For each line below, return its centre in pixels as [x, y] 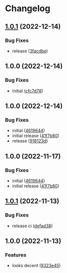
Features [16, 255]
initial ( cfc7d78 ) [28, 91]
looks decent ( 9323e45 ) [36, 266]
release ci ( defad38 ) [32, 226]
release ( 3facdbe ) [30, 51]
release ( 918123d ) [30, 141]
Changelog [28, 9]
